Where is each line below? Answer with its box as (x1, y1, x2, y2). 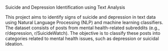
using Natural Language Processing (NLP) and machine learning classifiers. (5, 20, 163, 25)
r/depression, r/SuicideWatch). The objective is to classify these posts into (5, 30, 161, 36)
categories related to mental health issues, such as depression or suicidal (5, 35, 159, 41)
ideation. (5, 41, 24, 47)
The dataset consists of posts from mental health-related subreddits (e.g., (5, 25, 160, 31)
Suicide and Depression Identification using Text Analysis (5, 5, 125, 10)
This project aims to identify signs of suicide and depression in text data (5, 14, 156, 20)
